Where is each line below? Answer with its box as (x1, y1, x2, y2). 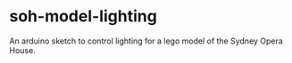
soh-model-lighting (9, 6, 158, 27)
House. (9, 44, 36, 55)
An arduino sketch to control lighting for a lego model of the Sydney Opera (9, 35, 283, 46)
